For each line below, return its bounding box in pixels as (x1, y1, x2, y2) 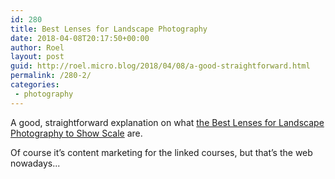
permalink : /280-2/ (10, 71, 92, 81)
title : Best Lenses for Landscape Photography (10, 24, 208, 34)
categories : (10, 80, 60, 90)
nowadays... (10, 157, 61, 169)
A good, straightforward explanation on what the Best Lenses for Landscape (10, 116, 325, 128)
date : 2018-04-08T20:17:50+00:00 (10, 33, 150, 43)
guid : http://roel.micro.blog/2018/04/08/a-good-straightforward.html (10, 61, 311, 71)
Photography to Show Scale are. (10, 127, 143, 139)
